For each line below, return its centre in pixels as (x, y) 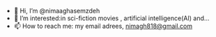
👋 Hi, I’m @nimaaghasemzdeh (57, 11)
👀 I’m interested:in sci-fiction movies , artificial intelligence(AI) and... (111, 18)
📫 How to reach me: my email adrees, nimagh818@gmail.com (103, 26)
